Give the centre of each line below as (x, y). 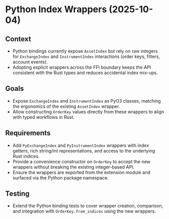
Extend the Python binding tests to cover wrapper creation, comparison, (88, 206)
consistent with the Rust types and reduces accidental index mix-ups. (85, 73)
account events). (30, 62)
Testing (17, 194)
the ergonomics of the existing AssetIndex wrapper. (66, 106)
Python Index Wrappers (56, 9)
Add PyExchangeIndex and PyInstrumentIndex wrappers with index (81, 145)
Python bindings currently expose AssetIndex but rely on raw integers (85, 51)
